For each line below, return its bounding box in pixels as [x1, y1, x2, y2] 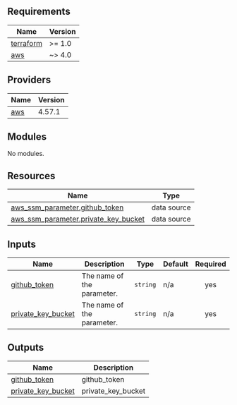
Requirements [7, 6, 71, 18]
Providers [7, 74, 51, 86]
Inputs [7, 238, 37, 250]
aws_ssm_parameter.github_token [11, 202, 124, 212]
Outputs [7, 341, 44, 353]
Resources [7, 169, 56, 182]
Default [163, 259, 189, 269]
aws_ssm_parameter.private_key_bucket [11, 214, 145, 224]
